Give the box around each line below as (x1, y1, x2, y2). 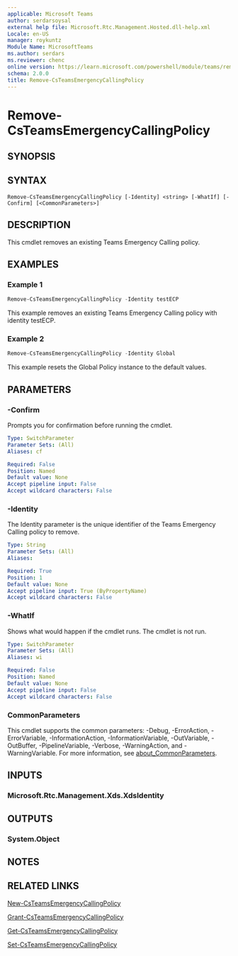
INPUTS (7, 769, 42, 782)
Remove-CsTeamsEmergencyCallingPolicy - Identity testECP (7, 296, 179, 303)
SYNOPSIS (7, 150, 56, 162)
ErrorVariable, (7, 734, 48, 742)
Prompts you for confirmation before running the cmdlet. (7, 421, 173, 429)
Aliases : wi (7, 654, 42, 661)
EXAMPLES (7, 258, 59, 270)
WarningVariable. (7, 748, 58, 757)
